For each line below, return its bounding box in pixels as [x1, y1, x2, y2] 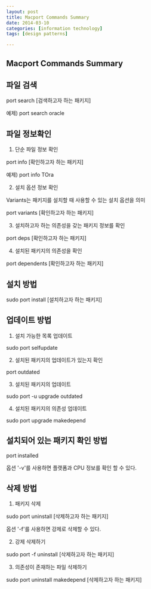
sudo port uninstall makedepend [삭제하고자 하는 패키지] [6, 576, 142, 584]
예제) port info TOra [6, 171, 54, 178]
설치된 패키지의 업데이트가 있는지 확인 [14, 356, 103, 363]
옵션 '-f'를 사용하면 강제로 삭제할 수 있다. [6, 526, 101, 533]
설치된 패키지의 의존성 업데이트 [14, 405, 87, 412]
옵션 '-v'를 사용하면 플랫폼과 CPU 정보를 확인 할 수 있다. [6, 464, 137, 471]
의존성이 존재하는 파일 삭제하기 [14, 563, 87, 571]
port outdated [6, 368, 40, 375]
